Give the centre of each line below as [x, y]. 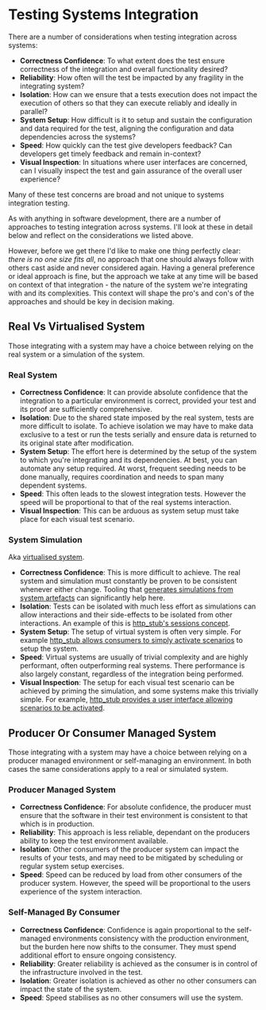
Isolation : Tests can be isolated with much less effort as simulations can [138, 606]
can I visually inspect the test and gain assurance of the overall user [131, 170]
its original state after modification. [77, 443]
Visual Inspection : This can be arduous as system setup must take [129, 511]
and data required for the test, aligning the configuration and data [127, 128]
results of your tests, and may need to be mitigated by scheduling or [131, 858]
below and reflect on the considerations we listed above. [101, 235]
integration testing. [39, 203]
